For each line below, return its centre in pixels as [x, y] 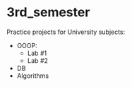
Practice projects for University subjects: [66, 32]
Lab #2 [38, 60]
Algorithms [33, 76]
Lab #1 [37, 53]
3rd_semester [48, 12]
